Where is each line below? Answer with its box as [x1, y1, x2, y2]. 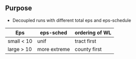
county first [74, 45, 102, 52]
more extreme [37, 45, 70, 52]
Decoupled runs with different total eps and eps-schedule [12, 17, 131, 23]
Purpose [5, 4, 32, 12]
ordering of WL [74, 29, 112, 36]
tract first [74, 37, 97, 44]
